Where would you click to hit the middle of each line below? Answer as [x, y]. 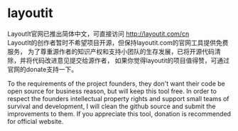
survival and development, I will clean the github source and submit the [112, 106]
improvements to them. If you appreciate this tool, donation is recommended [119, 114]
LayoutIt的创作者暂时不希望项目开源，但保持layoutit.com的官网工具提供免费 [118, 42]
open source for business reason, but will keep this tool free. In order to [112, 91]
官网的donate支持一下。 [43, 69]
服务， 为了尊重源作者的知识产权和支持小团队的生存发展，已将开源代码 [111, 51]
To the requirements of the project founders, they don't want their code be [116, 83]
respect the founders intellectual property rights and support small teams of [118, 98]
